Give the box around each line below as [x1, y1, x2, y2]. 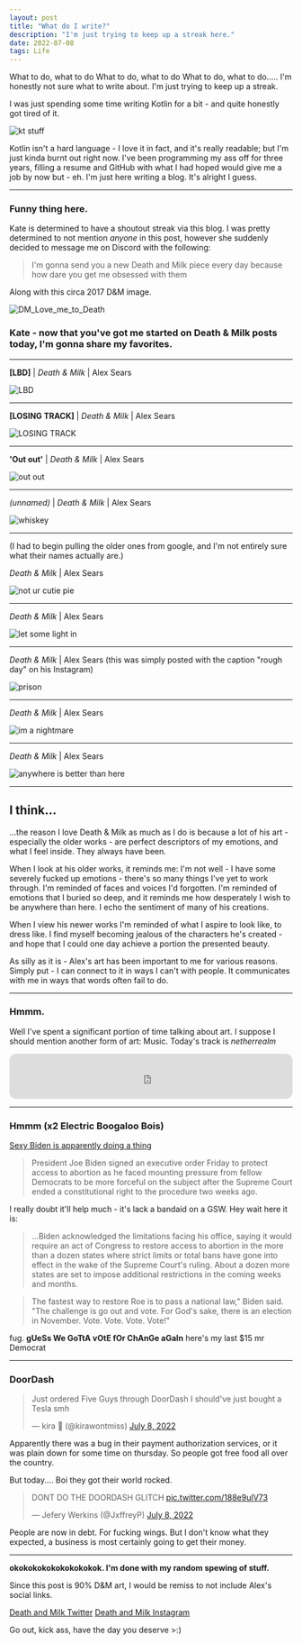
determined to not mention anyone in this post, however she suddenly [9, 233, 269, 243]
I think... [9, 803, 57, 818]
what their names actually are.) [9, 550, 124, 561]
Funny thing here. [9, 203, 88, 215]
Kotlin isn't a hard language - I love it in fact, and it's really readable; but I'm [9, 143, 289, 154]
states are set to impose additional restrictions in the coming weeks [31, 1269, 281, 1280]
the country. [9, 1457, 55, 1468]
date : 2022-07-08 [9, 38, 75, 48]
